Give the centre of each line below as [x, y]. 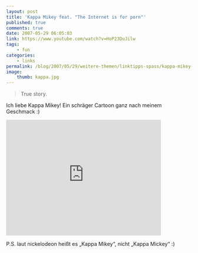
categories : [21, 55]
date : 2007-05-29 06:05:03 [39, 34]
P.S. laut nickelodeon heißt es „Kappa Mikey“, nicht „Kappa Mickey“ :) [90, 244]
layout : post [22, 11]
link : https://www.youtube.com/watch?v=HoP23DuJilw [71, 39]
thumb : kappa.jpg [38, 77]
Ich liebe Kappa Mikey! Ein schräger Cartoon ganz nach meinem [84, 105]
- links [26, 61]
